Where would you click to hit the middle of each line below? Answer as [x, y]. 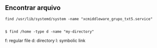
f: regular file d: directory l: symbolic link [45, 40]
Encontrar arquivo [33, 8]
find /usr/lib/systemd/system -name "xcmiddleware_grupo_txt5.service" [79, 19]
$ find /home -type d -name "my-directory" [50, 31]
